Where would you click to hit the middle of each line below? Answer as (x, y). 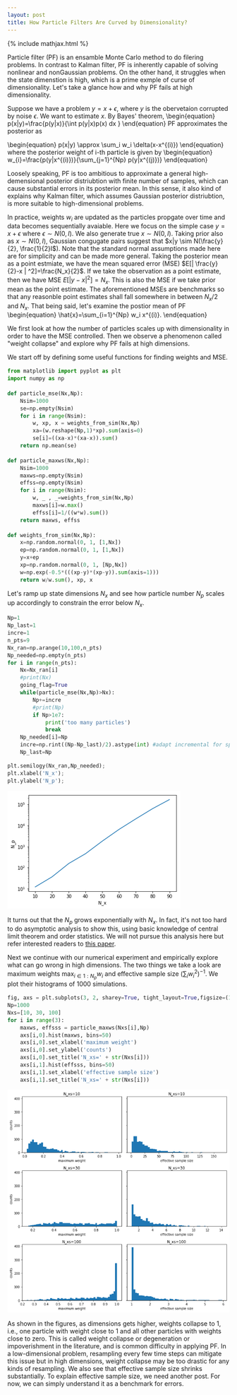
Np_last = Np (36, 753)
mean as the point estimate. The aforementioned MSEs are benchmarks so (116, 289)
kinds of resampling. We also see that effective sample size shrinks (105, 1368)
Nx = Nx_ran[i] (39, 670)
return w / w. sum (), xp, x (56, 579)
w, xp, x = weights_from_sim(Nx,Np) (86, 423)
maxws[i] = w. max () (58, 505)
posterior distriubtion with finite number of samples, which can (137, 181)
